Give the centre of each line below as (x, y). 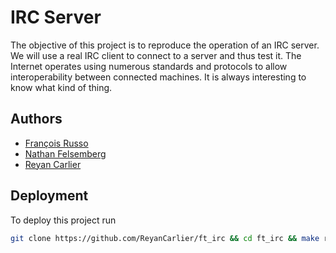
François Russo (56, 143)
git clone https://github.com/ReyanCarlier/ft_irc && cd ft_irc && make (165, 238)
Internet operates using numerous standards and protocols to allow (149, 66)
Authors (36, 119)
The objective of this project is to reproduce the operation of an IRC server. (165, 45)
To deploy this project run (63, 220)
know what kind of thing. (61, 87)
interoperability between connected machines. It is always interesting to (158, 77)
